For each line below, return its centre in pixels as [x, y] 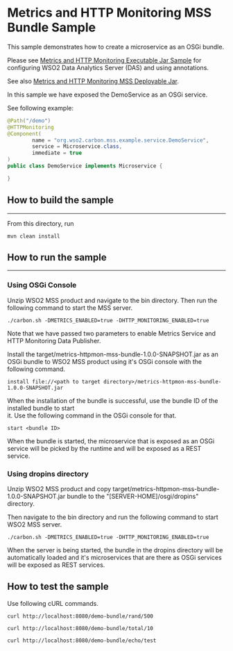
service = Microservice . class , [77, 147]
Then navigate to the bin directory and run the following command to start [113, 517]
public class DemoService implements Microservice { [85, 166]
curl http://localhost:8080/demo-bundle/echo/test [82, 641]
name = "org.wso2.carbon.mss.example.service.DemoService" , [121, 140]
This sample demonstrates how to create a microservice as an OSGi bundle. [115, 47]
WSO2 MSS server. [35, 525]
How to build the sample [61, 200]
